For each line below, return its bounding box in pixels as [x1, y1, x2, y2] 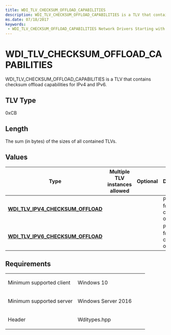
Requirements [5, 260, 51, 268]
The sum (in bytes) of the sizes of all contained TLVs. [5, 138, 117, 144]
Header [8, 316, 26, 323]
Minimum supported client [8, 279, 71, 286]
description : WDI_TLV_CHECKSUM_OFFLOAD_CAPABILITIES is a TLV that [5, 12, 152, 17]
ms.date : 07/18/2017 [5, 17, 49, 22]
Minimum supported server [8, 298, 73, 305]
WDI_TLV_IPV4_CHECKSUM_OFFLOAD [8, 205, 103, 212]
